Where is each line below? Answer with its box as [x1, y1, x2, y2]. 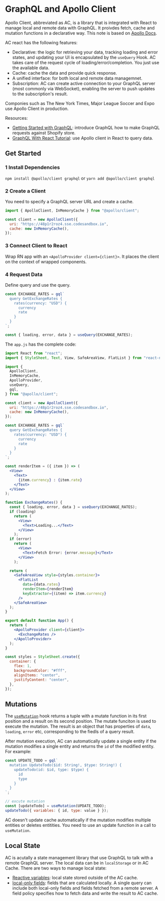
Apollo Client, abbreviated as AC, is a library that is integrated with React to [5, 20, 157, 26]
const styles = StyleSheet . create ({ [5, 655, 80, 659]
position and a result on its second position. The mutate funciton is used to [5, 718, 156, 724]
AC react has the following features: [5, 39, 78, 45]
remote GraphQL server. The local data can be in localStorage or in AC [5, 860, 149, 866]
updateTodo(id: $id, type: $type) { [14, 767, 89, 772]
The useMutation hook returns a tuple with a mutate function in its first [5, 713, 147, 719]
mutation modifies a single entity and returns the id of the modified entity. [5, 743, 155, 749]
